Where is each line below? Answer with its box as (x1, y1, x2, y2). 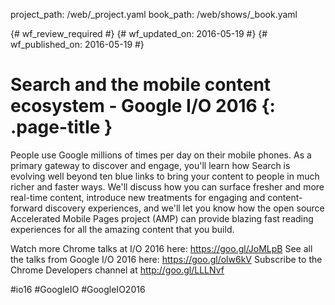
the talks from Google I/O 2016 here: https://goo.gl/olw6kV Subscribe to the (10, 253, 323, 265)
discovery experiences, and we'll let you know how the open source (44, 202, 325, 214)
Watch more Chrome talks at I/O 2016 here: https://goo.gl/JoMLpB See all (10, 242, 313, 254)
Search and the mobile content (10, 74, 272, 96)
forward (10, 202, 43, 214)
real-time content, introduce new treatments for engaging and (10, 191, 266, 203)
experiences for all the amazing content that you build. (10, 223, 235, 235)
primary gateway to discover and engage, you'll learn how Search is (10, 159, 291, 171)
